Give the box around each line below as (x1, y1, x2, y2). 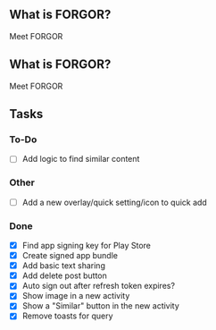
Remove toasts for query (21, 310, 113, 321)
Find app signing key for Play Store (21, 241, 152, 251)
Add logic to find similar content (21, 154, 140, 165)
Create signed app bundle (21, 250, 119, 261)
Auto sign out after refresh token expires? (21, 281, 176, 292)
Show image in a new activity (21, 291, 130, 301)
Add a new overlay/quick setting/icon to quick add (21, 197, 207, 207)
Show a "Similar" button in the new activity (21, 300, 180, 311)
